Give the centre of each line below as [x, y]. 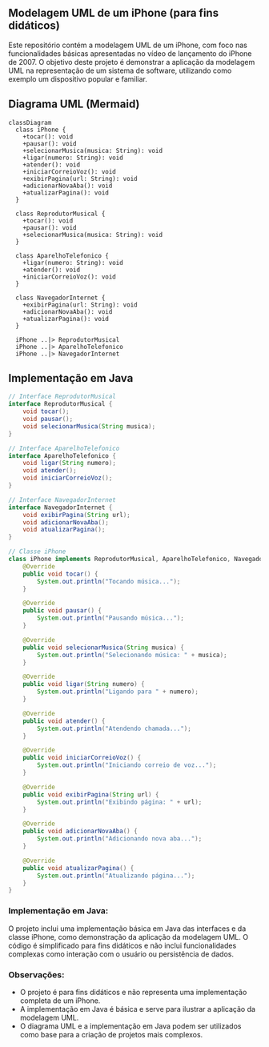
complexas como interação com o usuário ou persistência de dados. [121, 954]
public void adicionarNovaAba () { [80, 832]
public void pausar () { [62, 611]
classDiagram [30, 122]
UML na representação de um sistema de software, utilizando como [120, 70]
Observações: [36, 974]
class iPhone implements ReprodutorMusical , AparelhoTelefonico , [119, 560]
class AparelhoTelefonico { [62, 255]
